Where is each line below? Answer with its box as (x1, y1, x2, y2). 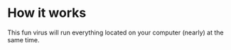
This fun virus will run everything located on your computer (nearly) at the (7, 28, 224, 37)
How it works (7, 5, 87, 21)
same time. (7, 35, 41, 44)
